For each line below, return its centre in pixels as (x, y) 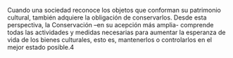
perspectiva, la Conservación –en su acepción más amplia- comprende (111, 25)
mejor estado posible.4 (41, 47)
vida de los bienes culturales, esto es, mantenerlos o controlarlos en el (110, 40)
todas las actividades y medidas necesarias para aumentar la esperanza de (116, 32)
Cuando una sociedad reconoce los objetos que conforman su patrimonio (114, 10)
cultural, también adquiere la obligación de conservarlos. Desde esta (107, 17)
